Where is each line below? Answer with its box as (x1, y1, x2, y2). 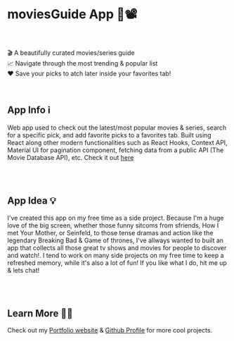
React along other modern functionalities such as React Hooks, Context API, (7, 138, 228, 147)
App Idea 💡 (7, 195, 56, 207)
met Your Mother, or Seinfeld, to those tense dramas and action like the (7, 228, 214, 237)
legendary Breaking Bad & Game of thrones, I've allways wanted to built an (7, 236, 223, 244)
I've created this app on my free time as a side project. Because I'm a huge (7, 213, 224, 222)
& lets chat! (7, 266, 40, 274)
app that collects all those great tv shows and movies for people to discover (7, 243, 227, 252)
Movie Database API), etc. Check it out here (7, 153, 134, 161)
